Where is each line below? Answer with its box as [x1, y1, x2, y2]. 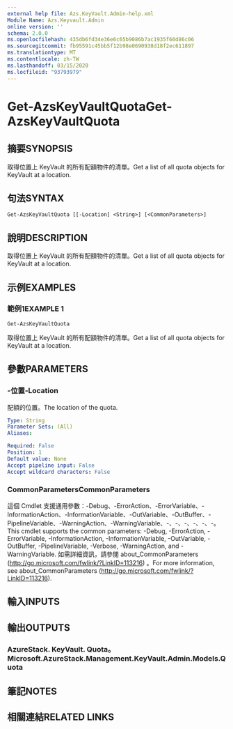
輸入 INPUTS [7, 596, 61, 608]
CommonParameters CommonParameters [7, 485, 151, 495]
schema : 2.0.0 [7, 29, 49, 37]
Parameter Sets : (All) [7, 423, 73, 431]
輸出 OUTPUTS [7, 622, 71, 634]
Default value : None [7, 455, 67, 462]
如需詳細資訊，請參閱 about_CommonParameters [58, 550, 199, 558]
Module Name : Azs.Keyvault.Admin [7, 17, 104, 24]
